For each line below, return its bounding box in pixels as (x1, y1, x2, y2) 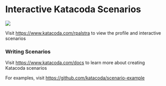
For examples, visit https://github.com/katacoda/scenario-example (5, 75, 145, 81)
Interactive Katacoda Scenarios (5, 4, 141, 15)
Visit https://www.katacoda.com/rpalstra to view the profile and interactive (5, 30, 161, 36)
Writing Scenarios (5, 48, 51, 55)
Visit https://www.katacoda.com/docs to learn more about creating (5, 60, 145, 66)
